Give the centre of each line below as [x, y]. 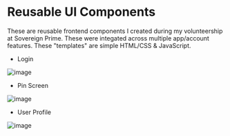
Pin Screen [32, 85]
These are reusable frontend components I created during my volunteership [115, 31]
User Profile [34, 112]
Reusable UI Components [82, 12]
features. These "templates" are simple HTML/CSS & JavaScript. [99, 45]
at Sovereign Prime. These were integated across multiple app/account [108, 38]
